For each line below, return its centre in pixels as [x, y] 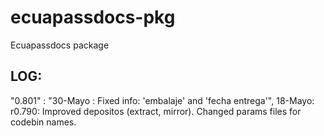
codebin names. [43, 122]
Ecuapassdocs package [60, 45]
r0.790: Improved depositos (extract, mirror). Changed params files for [156, 111]
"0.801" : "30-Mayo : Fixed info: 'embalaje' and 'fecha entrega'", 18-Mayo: [162, 100]
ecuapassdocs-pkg [93, 17]
